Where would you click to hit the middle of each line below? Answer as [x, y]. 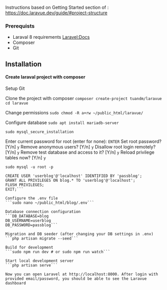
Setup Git [15, 88]
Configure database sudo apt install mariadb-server [62, 123]
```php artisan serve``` [32, 265]
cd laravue [17, 103]
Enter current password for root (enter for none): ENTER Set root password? [83, 141]
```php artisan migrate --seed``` [42, 238]
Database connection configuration [43, 211]
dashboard [16, 283]
